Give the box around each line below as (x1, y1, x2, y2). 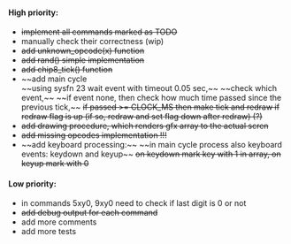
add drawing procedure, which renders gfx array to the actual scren (20, 120, 269, 132)
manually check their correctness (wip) (20, 36, 165, 47)
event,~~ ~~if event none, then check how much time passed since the (20, 93, 282, 103)
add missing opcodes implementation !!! (20, 130, 167, 141)
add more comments (20, 217, 97, 227)
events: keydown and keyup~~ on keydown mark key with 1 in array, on (20, 149, 282, 159)
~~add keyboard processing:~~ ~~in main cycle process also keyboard (20, 140, 282, 150)
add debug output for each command (20, 208, 158, 218)
